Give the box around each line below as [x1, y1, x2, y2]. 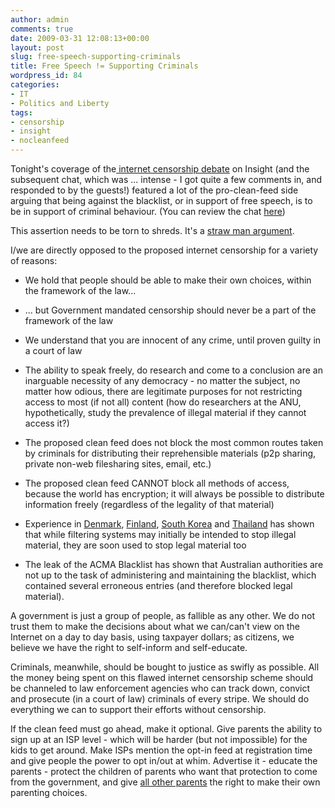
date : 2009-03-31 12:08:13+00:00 [10, 33, 150, 43]
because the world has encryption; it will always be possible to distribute [24, 488, 325, 500]
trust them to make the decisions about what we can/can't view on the [10, 621, 301, 632]
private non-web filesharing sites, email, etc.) [24, 458, 212, 470]
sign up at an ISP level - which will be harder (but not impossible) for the [10, 734, 308, 745]
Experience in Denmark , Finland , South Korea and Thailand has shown [24, 518, 315, 530]
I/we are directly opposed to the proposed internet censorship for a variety [10, 244, 319, 256]
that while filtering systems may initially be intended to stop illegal [24, 529, 297, 540]
